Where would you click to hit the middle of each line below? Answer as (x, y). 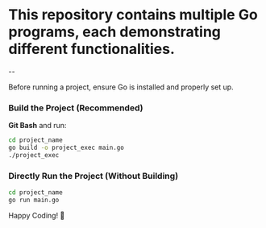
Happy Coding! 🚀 (37, 215)
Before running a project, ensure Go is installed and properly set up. (121, 87)
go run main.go (34, 200)
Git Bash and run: (37, 126)
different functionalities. (92, 49)
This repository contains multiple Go (133, 15)
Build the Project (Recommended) (76, 108)
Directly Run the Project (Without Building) (94, 176)
